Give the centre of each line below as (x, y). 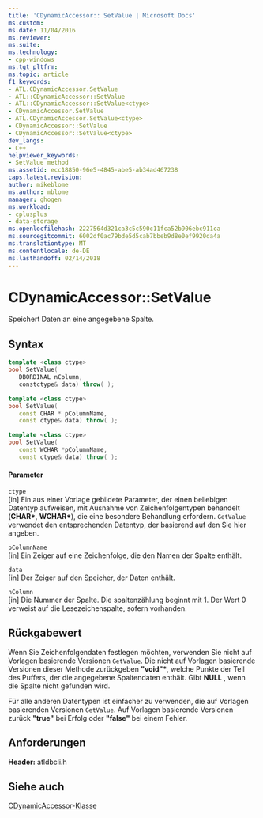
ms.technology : (33, 52)
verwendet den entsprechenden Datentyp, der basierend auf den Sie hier (127, 525)
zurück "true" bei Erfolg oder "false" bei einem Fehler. (98, 718)
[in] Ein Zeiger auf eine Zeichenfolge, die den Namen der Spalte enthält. (125, 555)
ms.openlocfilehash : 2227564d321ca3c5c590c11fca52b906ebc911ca (115, 229)
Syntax (26, 344)
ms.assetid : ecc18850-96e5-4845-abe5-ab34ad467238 (93, 170)
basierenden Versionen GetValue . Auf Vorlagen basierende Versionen (121, 710)
